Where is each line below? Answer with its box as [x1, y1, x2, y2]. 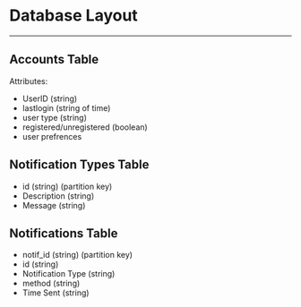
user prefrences [21, 131, 82, 141]
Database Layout [9, 5, 139, 26]
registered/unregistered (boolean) [21, 122, 148, 132]
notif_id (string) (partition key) [21, 250, 133, 260]
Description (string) [21, 190, 95, 201]
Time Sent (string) [21, 287, 90, 298]
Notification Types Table [9, 158, 150, 173]
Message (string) [21, 200, 86, 210]
